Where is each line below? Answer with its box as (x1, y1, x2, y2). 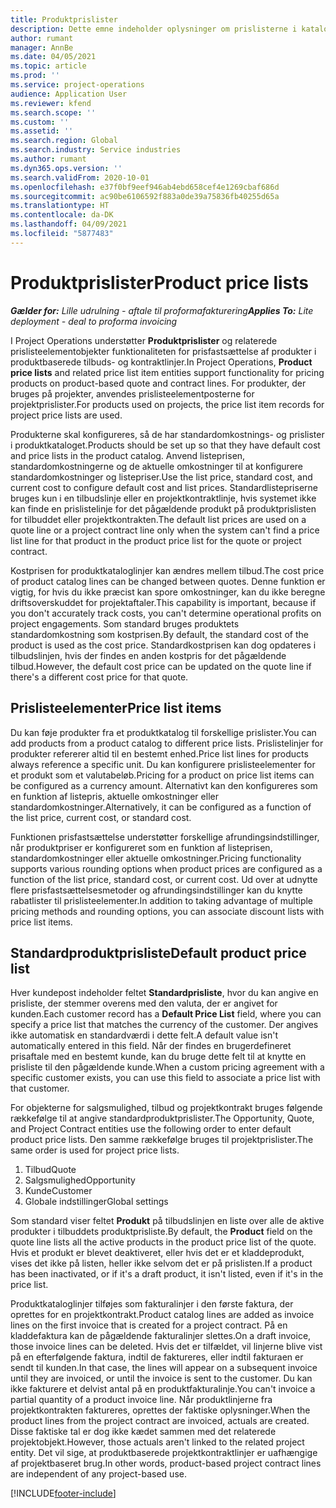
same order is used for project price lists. (10, 1144, 180, 1156)
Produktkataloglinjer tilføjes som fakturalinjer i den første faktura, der (10, 1298, 294, 1310)
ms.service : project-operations (10, 80, 145, 90)
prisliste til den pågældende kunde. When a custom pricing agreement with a (10, 1061, 325, 1073)
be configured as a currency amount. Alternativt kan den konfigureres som (10, 779, 318, 791)
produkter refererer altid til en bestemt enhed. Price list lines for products (10, 747, 309, 760)
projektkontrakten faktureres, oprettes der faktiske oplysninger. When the (10, 1404, 311, 1416)
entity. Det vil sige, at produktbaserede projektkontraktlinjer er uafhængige (10, 1447, 318, 1459)
